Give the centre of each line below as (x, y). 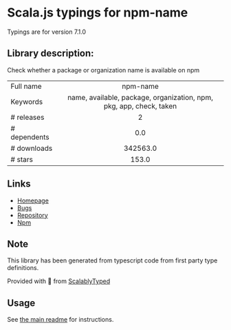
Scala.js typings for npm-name (98, 13)
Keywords (27, 101)
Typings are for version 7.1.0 (47, 32)
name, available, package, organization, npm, (140, 97)
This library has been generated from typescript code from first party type (112, 260)
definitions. (23, 268)
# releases (27, 117)
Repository (32, 215)
